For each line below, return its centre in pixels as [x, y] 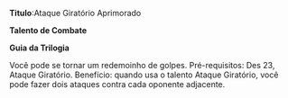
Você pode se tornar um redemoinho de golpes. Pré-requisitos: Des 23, [142, 65]
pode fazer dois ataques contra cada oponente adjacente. [117, 84]
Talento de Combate [48, 30]
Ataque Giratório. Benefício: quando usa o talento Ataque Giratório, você [144, 75]
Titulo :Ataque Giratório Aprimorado [75, 13]
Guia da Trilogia [39, 48]
